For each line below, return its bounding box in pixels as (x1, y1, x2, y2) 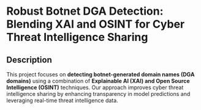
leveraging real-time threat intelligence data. (6, 97, 118, 104)
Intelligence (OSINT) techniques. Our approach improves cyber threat (6, 84, 184, 91)
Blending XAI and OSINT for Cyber (6, 17, 185, 31)
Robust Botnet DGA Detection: (6, 4, 164, 18)
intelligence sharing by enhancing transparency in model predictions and (6, 90, 191, 97)
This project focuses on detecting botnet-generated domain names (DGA (6, 71, 195, 78)
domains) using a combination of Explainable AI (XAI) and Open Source (6, 78, 190, 84)
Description (6, 54, 52, 65)
